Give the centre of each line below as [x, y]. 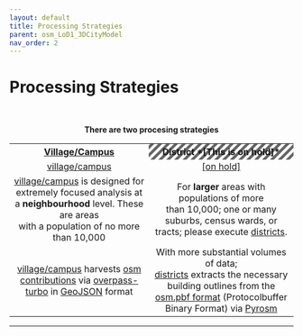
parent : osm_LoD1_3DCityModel [66, 34]
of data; [221, 264]
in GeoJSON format [92, 292]
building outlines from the [221, 286]
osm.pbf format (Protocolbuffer [221, 297]
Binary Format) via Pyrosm [221, 309]
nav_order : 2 [34, 43]
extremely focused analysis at [79, 193]
